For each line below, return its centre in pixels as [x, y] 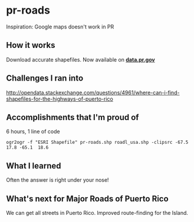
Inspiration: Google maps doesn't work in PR [60, 27]
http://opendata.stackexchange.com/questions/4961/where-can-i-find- [93, 92]
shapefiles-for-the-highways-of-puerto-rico [60, 99]
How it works [31, 45]
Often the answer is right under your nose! [57, 180]
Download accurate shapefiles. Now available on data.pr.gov [80, 59]
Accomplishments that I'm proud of [73, 117]
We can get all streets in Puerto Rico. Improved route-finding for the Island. [97, 213]
